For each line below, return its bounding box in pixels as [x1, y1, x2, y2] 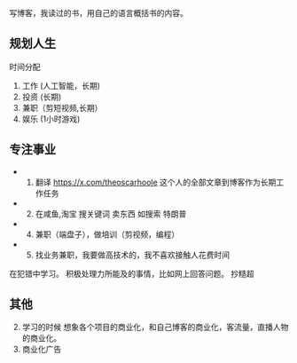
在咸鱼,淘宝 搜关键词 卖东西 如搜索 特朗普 [35, 208, 187, 219]
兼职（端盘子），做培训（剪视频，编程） [35, 229, 180, 240]
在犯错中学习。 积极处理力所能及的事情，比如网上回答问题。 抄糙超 [9, 268, 254, 279]
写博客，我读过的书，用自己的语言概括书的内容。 [9, 8, 188, 18]
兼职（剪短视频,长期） [21, 102, 103, 113]
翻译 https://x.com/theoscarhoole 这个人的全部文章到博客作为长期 [35, 177, 277, 187]
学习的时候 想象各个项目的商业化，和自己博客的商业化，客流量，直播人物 [21, 322, 289, 333]
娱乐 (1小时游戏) [21, 114, 81, 124]
